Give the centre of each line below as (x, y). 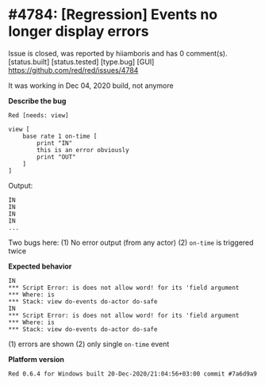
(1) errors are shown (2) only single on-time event (89, 344)
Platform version (36, 359)
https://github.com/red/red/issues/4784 (73, 70)
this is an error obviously (83, 150)
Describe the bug (37, 101)
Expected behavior (40, 266)
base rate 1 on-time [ (60, 136)
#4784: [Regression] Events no (113, 15)
